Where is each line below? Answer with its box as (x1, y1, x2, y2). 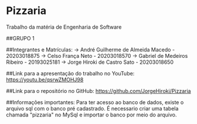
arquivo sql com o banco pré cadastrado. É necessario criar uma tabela (6, 105, 179, 112)
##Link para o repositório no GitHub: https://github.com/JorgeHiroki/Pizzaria (6, 87, 191, 94)
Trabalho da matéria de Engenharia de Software (6, 23, 122, 30)
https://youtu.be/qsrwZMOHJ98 (6, 76, 84, 83)
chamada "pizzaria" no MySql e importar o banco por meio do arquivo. (6, 111, 177, 118)
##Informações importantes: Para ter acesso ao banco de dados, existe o (6, 98, 184, 106)
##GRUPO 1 (6, 35, 35, 42)
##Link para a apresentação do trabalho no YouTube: (6, 70, 135, 77)
